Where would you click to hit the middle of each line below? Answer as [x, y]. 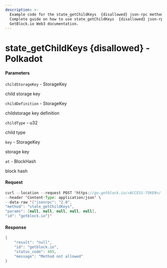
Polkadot [24, 59]
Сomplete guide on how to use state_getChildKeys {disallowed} [78, 19]
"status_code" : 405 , [35, 252]
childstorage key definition [32, 113]
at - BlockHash [21, 161]
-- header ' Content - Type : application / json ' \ [53, 197]
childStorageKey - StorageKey [36, 84]
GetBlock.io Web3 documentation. [44, 24]
